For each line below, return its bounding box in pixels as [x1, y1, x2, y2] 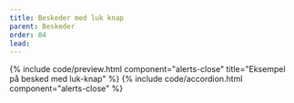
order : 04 [9, 30, 47, 39]
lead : [9, 38, 30, 48]
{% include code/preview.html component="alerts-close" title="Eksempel [9, 64, 286, 75]
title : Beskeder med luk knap [9, 13, 125, 23]
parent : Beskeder [9, 22, 76, 31]
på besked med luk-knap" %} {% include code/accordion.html [9, 74, 243, 85]
